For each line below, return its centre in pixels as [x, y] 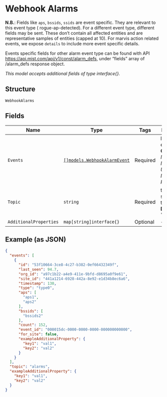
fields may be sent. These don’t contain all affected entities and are [74, 33]
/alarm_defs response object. [35, 64]
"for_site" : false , [38, 334]
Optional [144, 222]
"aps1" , [31, 297]
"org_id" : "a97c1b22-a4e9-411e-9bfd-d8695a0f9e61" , [73, 274]
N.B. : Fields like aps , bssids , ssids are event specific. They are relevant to [81, 22]
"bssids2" [33, 316]
